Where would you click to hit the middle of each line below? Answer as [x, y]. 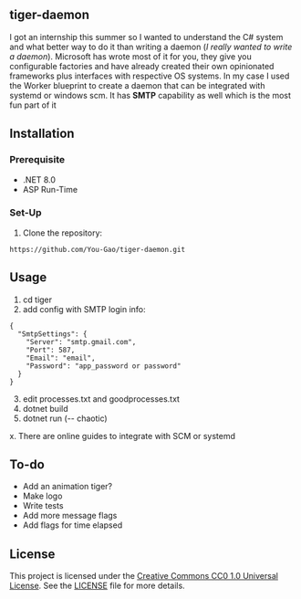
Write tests [43, 506]
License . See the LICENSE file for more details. [97, 586]
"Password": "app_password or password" [104, 366]
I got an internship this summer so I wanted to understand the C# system [146, 37]
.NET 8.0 [39, 179]
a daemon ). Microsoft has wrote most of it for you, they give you [131, 56]
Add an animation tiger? [67, 487]
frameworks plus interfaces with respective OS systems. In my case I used [150, 76]
